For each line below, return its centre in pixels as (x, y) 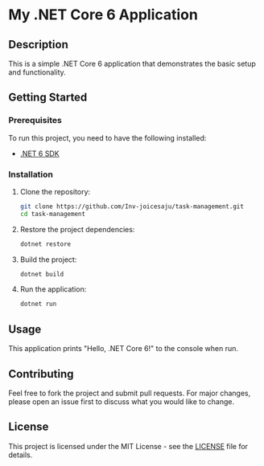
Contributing (41, 374)
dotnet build (42, 274)
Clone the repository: (55, 191)
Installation (31, 174)
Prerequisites (35, 121)
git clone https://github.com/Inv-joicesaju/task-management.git (132, 206)
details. (21, 455)
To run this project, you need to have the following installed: (107, 137)
